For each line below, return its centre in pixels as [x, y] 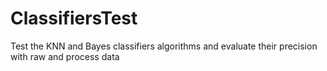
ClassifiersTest [74, 18]
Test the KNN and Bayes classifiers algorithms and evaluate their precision [164, 46]
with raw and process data [65, 56]
